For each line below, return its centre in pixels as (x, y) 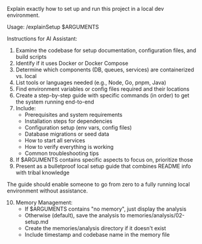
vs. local (26, 76)
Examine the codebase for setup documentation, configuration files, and (106, 50)
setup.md (37, 222)
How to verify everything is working (69, 147)
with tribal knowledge (43, 173)
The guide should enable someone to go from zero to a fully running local (98, 184)
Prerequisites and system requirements (73, 115)
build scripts (31, 57)
